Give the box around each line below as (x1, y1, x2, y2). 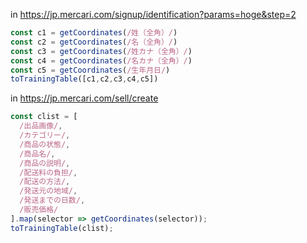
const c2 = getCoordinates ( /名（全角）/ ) (10, 37, 178, 47)
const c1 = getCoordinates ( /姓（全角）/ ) (10, 28, 178, 38)
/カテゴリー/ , (19, 130, 71, 140)
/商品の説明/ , (19, 158, 71, 168)
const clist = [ (10, 112, 78, 122)
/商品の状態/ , (19, 139, 71, 149)
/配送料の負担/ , (19, 167, 78, 178)
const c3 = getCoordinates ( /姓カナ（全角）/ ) (10, 46, 193, 56)
